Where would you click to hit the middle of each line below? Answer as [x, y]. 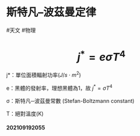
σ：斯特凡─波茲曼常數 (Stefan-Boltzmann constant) [70, 100]
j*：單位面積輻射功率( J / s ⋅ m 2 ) [44, 74]
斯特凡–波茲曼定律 [51, 12]
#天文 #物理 [21, 30]
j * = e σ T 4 [101, 56]
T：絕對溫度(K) [25, 113]
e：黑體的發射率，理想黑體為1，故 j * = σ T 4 [59, 87]
